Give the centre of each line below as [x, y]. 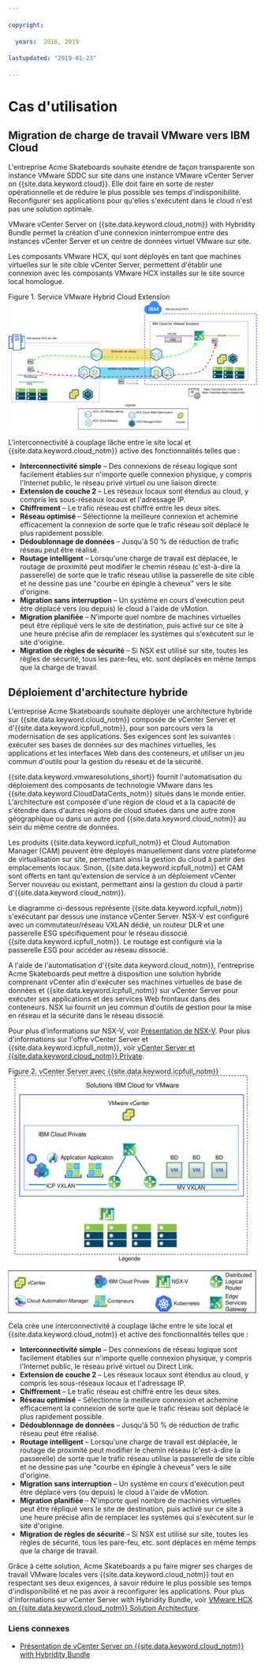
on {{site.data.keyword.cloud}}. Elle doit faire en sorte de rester [111, 184]
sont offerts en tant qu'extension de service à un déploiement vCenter [122, 876]
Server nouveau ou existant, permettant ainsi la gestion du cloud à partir [125, 885]
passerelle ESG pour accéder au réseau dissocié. [88, 950]
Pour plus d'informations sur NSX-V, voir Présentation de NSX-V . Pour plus [129, 1031]
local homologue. [36, 281]
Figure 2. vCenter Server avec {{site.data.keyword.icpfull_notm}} [114, 1071]
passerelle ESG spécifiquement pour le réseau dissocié [98, 933]
